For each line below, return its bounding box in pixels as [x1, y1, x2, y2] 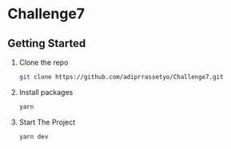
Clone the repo [18, 57, 69, 67]
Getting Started [7, 37, 86, 50]
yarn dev [18, 132, 49, 140]
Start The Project [18, 117, 76, 127]
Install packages [18, 87, 74, 96]
